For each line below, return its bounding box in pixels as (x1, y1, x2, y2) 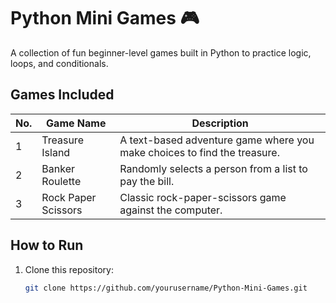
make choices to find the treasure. (119, 145, 280, 159)
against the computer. (119, 203, 223, 217)
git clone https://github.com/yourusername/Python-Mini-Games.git (24, 283, 308, 293)
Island (41, 145, 71, 159)
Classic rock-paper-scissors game (119, 190, 287, 204)
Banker (41, 161, 75, 175)
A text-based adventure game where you (119, 133, 315, 147)
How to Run (10, 237, 84, 254)
